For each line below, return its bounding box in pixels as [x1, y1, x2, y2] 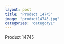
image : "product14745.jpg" [5, 16, 60, 21]
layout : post [5, 7, 32, 12]
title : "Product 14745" [5, 12, 53, 17]
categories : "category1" [5, 21, 55, 26]
